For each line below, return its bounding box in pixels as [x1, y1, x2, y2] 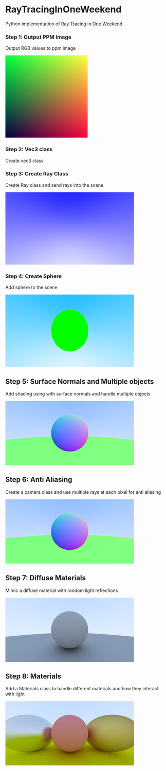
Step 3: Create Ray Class [5, 170, 68, 177]
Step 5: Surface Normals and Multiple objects [5, 377, 154, 386]
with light [5, 691, 25, 697]
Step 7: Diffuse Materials [5, 573, 86, 582]
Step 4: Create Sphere [5, 273, 62, 280]
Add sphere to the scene [5, 284, 58, 291]
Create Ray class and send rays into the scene [5, 182, 104, 188]
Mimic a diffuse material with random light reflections [5, 587, 118, 594]
